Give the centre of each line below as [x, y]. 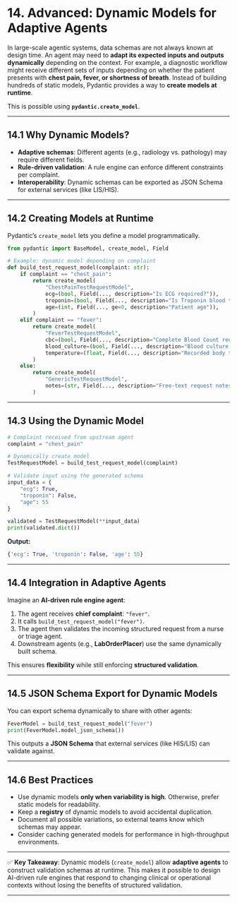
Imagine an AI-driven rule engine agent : [66, 600]
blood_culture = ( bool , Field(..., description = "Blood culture [137, 346]
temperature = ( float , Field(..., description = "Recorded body [135, 353]
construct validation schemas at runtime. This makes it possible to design [114, 871]
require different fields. [51, 160]
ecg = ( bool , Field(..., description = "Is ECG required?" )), [132, 294]
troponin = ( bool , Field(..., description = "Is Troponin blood [135, 300]
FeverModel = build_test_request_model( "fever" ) [80, 724]
